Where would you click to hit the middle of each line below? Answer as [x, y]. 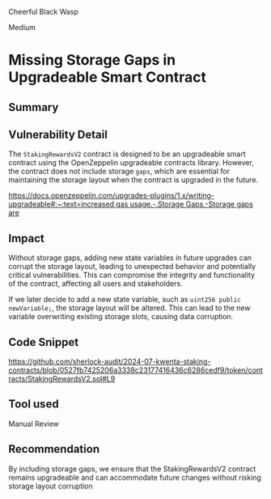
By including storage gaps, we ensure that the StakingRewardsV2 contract [132, 468]
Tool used [34, 404]
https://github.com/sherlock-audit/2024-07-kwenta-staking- [110, 362]
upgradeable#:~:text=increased [61, 204]
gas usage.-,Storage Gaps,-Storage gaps [184, 204]
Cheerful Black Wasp [44, 12]
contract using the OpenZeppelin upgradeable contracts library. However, [131, 163]
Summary [34, 107]
